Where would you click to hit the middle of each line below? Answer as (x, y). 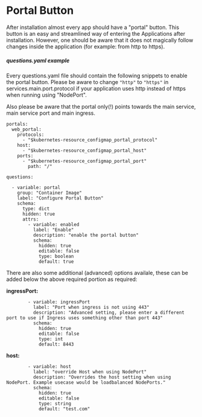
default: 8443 (56, 344)
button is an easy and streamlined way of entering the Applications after (96, 33)
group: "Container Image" (50, 193)
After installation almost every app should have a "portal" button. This (93, 27)
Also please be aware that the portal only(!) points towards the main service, (101, 106)
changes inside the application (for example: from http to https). (86, 47)
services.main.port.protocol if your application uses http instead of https (96, 88)
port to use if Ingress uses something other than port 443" (85, 318)
